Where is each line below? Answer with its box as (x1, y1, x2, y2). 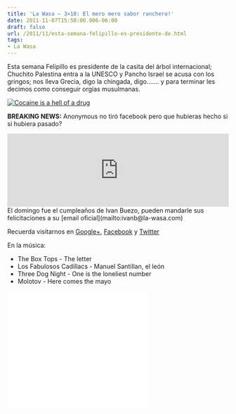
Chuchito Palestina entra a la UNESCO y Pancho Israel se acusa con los (7, 70, 215, 78)
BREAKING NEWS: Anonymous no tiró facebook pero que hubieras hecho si (7, 112, 228, 120)
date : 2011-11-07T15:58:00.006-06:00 (7, 17, 118, 24)
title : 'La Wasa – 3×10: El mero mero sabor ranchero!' (7, 10, 174, 18)
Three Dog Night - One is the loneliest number (17, 270, 152, 278)
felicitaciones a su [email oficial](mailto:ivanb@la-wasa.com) (7, 214, 183, 222)
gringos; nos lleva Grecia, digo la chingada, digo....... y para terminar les (7, 77, 216, 85)
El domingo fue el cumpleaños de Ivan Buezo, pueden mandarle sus (7, 206, 204, 215)
